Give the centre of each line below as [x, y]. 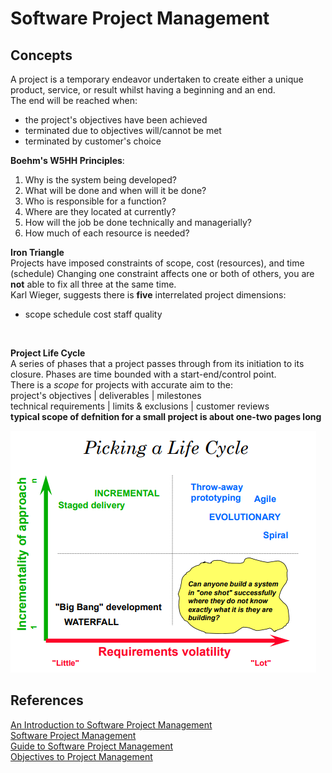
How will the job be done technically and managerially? [138, 222]
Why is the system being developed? [100, 180]
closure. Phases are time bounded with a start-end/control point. [143, 374]
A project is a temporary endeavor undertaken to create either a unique [157, 79]
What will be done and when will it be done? [115, 190]
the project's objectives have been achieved [116, 120]
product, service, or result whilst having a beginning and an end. [143, 90]
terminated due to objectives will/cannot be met [123, 130]
